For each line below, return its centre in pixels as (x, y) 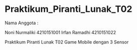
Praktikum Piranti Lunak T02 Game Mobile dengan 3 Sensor (67, 42)
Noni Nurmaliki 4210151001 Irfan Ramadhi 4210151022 (60, 32)
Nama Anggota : (22, 23)
